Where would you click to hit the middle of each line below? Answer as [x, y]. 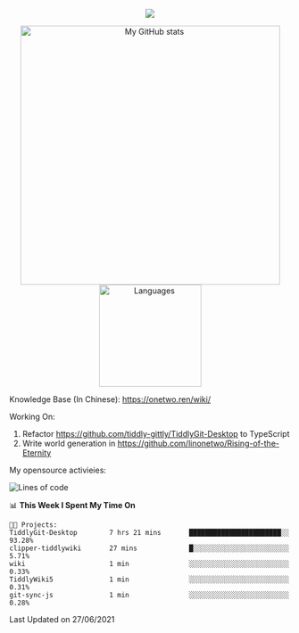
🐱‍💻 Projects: [33, 525]
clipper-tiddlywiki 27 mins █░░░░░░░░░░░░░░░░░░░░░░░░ [149, 548]
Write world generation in [69, 443]
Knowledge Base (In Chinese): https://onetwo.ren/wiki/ [110, 399]
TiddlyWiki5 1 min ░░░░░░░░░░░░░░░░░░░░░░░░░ [149, 580]
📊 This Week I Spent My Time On [72, 505]
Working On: [32, 416]
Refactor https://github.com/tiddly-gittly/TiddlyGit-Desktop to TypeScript [156, 434]
